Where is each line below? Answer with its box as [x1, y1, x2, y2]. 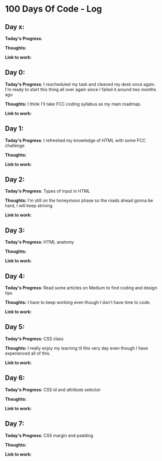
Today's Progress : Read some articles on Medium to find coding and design [5, 285, 157, 291]
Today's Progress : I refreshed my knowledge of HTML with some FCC [5, 137, 146, 143]
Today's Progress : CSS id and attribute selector [5, 387, 101, 393]
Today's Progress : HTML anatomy [5, 239, 74, 245]
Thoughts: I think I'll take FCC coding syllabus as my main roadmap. [5, 101, 142, 107]
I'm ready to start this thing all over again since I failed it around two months [5, 86, 156, 92]
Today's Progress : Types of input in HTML [5, 188, 90, 194]
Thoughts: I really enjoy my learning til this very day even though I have [5, 345, 148, 351]
